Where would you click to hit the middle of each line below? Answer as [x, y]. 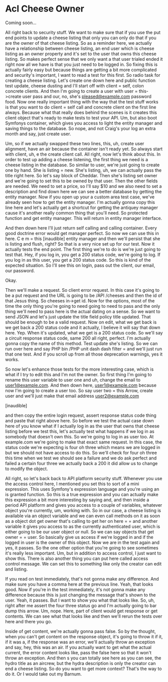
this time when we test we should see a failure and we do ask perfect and [81, 458]
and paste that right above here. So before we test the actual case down [79, 420]
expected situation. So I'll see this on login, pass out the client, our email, [80, 265]
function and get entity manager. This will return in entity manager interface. [84, 218]
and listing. [16, 569]
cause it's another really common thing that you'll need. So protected [76, 213]
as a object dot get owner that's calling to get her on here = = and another [81, 521]
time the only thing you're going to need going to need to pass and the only [83, 306]
